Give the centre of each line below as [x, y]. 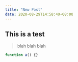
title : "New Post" [24, 10]
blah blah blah [31, 46]
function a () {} [22, 55]
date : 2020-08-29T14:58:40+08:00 [39, 14]
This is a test [25, 34]
